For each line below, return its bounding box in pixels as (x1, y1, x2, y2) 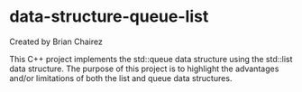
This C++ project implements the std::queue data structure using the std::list (9, 53, 293, 64)
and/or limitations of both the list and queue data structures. (9, 72, 233, 83)
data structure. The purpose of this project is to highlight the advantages (9, 63, 279, 74)
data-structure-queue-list (9, 6, 209, 27)
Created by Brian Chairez (9, 36, 104, 47)
